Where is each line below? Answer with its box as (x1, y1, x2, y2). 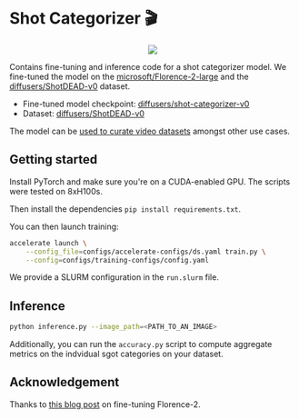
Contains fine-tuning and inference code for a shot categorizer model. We (9, 61, 287, 72)
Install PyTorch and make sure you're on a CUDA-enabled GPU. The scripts (9, 175, 291, 187)
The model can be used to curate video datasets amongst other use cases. (9, 125, 291, 136)
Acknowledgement (9, 374, 120, 390)
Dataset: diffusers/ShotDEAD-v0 (22, 107, 145, 119)
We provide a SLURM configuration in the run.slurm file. (9, 272, 220, 283)
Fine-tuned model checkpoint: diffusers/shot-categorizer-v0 (22, 98, 250, 109)
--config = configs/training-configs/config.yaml (25, 255, 209, 264)
